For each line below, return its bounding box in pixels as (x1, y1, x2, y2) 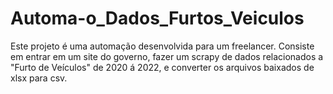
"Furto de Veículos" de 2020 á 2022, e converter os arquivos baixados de (10, 61, 315, 73)
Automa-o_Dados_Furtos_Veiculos (10, 7, 305, 30)
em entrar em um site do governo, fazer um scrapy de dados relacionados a (10, 50, 324, 62)
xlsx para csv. (10, 72, 68, 84)
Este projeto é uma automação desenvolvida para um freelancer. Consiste (10, 40, 315, 52)
